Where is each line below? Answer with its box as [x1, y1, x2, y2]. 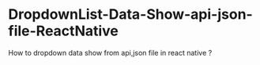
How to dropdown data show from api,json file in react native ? [8, 48, 213, 57]
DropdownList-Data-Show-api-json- [8, 5, 253, 23]
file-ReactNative [8, 22, 119, 40]
